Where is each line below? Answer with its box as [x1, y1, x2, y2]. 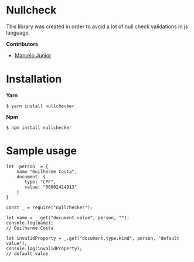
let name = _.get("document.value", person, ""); [6, 215, 130, 220]
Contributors [6, 40, 39, 47]
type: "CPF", [24, 179, 57, 185]
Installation [6, 73, 62, 86]
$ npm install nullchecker [6, 124, 72, 131]
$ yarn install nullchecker [6, 103, 75, 109]
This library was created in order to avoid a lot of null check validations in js [6, 23, 189, 30]
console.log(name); [6, 220, 54, 226]
